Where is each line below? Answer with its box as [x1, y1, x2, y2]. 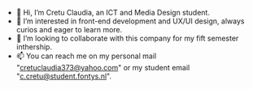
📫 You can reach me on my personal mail [15, 51, 157, 61]
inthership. [15, 42, 53, 52]
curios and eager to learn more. [15, 25, 123, 34]
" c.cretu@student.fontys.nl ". [15, 71, 112, 81]
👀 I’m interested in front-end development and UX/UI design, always [15, 16, 245, 26]
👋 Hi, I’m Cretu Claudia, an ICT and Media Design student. [15, 8, 210, 17]
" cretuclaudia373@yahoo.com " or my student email [15, 63, 190, 72]
